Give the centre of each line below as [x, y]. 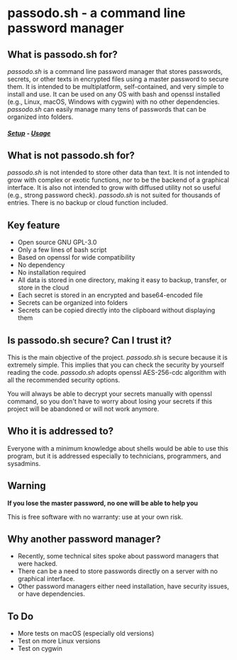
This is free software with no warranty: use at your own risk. [95, 516]
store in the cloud [43, 288]
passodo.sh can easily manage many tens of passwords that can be [107, 109]
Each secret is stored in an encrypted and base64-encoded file [110, 295]
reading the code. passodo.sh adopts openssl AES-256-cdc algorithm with [117, 373]
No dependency [41, 265]
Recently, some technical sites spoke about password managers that [118, 556]
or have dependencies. [51, 594]
